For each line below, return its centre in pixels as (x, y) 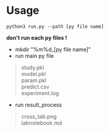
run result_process (38, 105)
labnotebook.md (41, 123)
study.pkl (32, 68)
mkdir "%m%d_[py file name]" (53, 49)
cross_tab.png (39, 116)
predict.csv (35, 86)
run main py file (35, 55)
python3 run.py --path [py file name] (55, 27)
